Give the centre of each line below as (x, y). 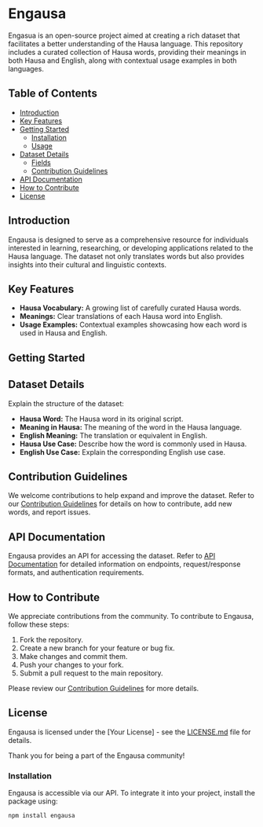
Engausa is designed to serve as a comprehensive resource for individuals (128, 240)
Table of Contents (53, 94)
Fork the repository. (51, 640)
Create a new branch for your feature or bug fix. (97, 648)
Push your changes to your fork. (71, 665)
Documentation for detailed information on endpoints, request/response (124, 564)
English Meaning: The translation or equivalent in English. (113, 435)
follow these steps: (38, 624)
